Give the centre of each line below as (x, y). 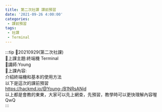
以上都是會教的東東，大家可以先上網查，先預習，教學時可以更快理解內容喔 (81, 94)
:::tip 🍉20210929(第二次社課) (34, 52)
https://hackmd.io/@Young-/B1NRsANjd (46, 88)
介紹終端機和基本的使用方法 (33, 77)
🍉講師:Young (18, 64)
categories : (17, 19)
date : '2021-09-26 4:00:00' (34, 14)
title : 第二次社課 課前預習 (31, 10)
